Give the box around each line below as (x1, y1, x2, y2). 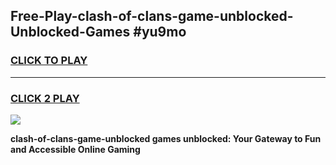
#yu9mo (133, 24, 187, 41)
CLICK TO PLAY (10, 54, 88, 68)
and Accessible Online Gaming (10, 143, 141, 155)
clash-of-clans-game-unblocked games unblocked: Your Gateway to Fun (10, 132, 322, 144)
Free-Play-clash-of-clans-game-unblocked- (10, 8, 294, 25)
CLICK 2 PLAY (10, 91, 80, 105)
